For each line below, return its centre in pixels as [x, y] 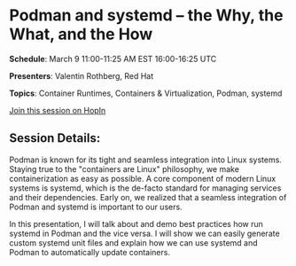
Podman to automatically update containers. [90, 252]
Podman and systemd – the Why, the [146, 16]
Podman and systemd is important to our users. [96, 207]
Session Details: [55, 138]
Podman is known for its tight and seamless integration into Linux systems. [145, 160]
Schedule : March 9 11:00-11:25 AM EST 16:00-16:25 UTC [113, 59]
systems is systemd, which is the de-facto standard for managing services [145, 188]
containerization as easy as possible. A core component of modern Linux [143, 178]
